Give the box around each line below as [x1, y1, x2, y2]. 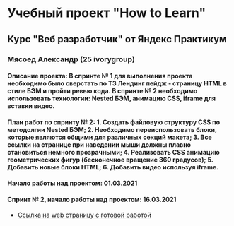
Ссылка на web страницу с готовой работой [17, 210, 152, 220]
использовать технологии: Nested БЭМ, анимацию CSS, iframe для [7, 94, 216, 103]
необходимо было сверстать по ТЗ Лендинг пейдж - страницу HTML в [7, 79, 228, 88]
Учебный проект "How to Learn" [7, 5, 206, 21]
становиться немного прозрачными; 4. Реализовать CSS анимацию [7, 148, 221, 156]
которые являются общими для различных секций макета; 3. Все [7, 133, 212, 141]
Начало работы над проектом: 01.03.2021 [7, 179, 138, 188]
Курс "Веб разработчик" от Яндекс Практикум [7, 33, 228, 45]
